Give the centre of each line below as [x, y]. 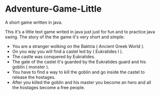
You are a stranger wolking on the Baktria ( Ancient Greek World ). [78, 46]
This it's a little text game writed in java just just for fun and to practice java [80, 32]
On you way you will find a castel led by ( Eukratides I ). [67, 51]
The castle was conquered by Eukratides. [54, 56]
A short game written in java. [34, 22]
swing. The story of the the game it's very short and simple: [65, 37]
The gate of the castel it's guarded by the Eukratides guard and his [79, 62]
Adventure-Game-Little [53, 9]
